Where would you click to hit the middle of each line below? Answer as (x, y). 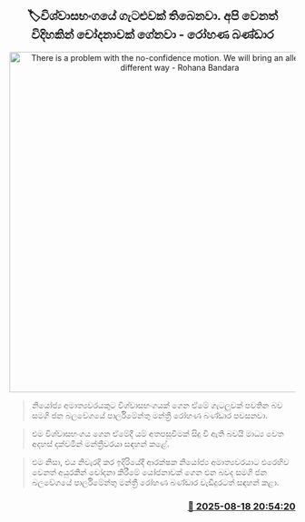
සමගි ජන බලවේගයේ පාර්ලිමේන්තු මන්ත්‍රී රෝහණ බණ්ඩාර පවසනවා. (149, 415)
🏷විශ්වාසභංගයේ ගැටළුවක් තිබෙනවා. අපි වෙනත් (152, 16)
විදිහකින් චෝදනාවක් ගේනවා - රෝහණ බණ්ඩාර (152, 35)
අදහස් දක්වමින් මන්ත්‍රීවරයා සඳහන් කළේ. (100, 443)
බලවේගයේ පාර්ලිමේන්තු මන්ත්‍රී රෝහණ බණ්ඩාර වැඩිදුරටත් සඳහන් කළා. (155, 482)
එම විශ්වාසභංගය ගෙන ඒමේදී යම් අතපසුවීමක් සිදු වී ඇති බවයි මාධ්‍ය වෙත (157, 433)
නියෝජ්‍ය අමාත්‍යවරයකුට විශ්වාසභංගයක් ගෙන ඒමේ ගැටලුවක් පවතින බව (157, 405)
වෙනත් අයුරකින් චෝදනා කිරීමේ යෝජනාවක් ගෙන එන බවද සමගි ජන (149, 472)
